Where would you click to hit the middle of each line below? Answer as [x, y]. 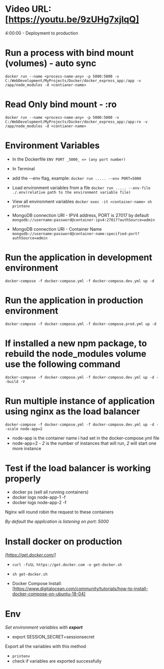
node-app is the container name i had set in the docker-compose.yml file [86, 438]
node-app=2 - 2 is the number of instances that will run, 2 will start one [84, 443]
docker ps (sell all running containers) [50, 492]
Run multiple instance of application [80, 401]
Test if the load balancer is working [78, 468]
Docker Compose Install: [37, 584]
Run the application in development [79, 257]
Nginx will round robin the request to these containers [59, 512]
